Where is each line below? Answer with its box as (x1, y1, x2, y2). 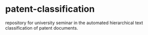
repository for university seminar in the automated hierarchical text (5, 20, 143, 26)
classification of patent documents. (5, 25, 78, 31)
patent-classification (5, 3, 95, 15)
